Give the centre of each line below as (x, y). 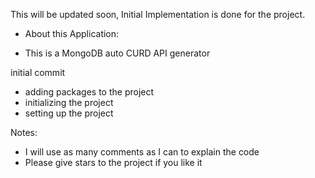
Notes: (24, 132)
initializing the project (69, 102)
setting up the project (69, 113)
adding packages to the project (89, 92)
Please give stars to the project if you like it (113, 162)
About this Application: (72, 33)
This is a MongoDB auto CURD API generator (117, 53)
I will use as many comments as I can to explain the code (142, 152)
